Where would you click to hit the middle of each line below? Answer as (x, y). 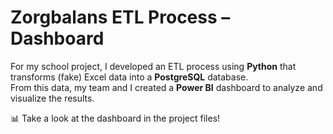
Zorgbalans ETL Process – (120, 17)
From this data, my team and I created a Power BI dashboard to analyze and (166, 87)
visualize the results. (52, 98)
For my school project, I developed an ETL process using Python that (153, 66)
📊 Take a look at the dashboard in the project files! (115, 118)
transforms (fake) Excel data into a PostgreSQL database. (129, 77)
